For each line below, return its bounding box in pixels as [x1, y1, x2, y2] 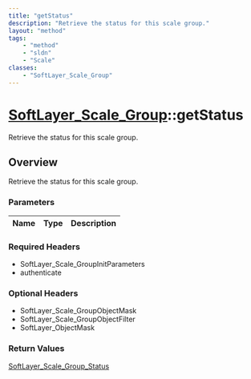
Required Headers [8, 241, 80, 252]
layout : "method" [8, 26, 67, 34]
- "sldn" [22, 49, 52, 57]
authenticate [19, 268, 62, 277]
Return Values [8, 343, 65, 354]
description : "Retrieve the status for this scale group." [8, 19, 210, 27]
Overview [8, 155, 59, 169]
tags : [8, 34, 26, 42]
